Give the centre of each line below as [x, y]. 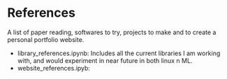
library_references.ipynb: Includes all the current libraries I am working [119, 53]
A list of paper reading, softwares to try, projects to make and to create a [112, 32]
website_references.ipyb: [54, 68]
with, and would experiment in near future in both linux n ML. [105, 60]
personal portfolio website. [46, 39]
